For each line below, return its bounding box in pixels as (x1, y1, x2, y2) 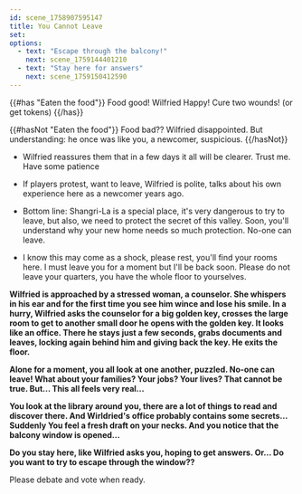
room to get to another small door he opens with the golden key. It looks (9, 318, 285, 328)
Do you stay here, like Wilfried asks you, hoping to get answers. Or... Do (9, 447, 285, 458)
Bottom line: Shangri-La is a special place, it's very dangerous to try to (22, 205, 285, 216)
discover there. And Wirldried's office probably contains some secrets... (9, 410, 288, 421)
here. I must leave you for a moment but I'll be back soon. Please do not (22, 261, 291, 272)
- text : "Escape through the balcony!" (17, 47, 168, 56)
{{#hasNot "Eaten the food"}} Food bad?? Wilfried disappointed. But (9, 124, 264, 135)
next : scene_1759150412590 (25, 72, 127, 81)
